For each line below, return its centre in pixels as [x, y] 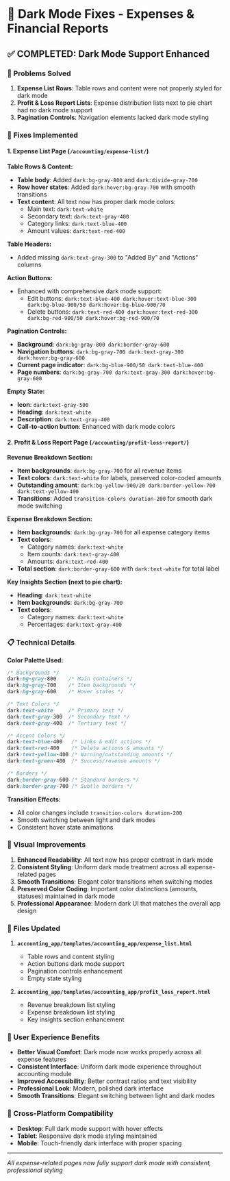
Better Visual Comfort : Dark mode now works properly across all [109, 1052]
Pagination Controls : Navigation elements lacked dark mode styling [113, 117]
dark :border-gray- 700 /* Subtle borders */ [70, 786]
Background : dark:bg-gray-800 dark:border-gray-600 [93, 344]
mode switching [40, 506]
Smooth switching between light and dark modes [86, 820]
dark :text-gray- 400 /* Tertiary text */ [67, 723]
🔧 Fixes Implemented [43, 135]
